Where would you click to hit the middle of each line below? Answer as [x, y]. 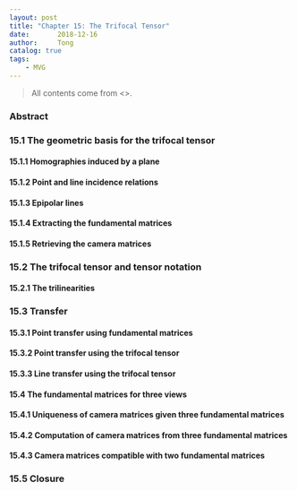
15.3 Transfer [39, 312]
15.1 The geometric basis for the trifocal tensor [112, 140]
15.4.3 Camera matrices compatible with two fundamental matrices [137, 456]
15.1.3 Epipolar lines [47, 202]
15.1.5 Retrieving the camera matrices [81, 244]
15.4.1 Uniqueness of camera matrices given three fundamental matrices [147, 415]
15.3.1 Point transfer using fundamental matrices [102, 332]
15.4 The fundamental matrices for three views [98, 394]
